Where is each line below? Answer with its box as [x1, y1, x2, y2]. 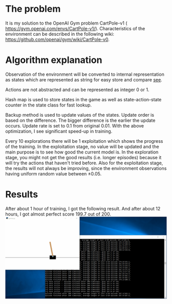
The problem [5, 3, 61, 15]
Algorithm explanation [5, 54, 102, 66]
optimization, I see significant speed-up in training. [5, 128, 113, 134]
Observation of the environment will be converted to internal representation [5, 71, 165, 77]
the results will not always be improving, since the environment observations [5, 165, 167, 171]
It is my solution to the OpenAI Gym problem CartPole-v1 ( [5, 20, 127, 26]
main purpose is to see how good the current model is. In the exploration [5, 149, 159, 155]
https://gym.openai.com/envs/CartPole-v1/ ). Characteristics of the [5, 25, 145, 31]
